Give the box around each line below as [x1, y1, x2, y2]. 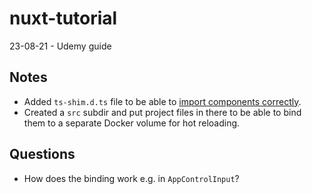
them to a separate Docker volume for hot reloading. [23, 117, 241, 129]
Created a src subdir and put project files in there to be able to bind [23, 106, 302, 118]
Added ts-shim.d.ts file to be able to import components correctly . [23, 95, 302, 107]
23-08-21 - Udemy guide [9, 40, 112, 52]
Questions [9, 146, 76, 163]
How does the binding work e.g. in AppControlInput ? [23, 172, 240, 184]
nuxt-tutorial [9, 7, 118, 30]
